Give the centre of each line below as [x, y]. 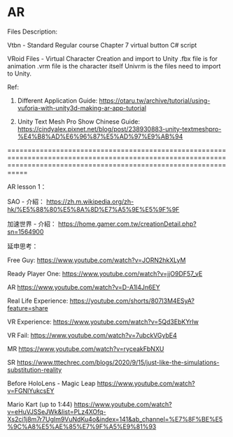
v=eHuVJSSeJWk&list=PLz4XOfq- [57, 411]
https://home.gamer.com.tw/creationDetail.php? [128, 224]
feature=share [28, 308]
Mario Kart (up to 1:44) [40, 404]
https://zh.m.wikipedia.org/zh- [90, 201]
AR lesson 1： [27, 187]
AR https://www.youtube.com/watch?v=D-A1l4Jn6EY [84, 287]
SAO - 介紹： [26, 201]
